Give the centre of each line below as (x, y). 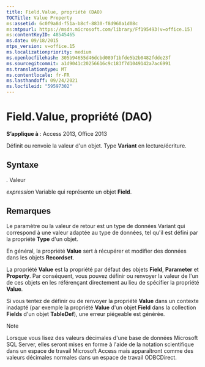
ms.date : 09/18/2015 (33, 41)
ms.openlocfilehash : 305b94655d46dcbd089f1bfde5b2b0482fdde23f (89, 58)
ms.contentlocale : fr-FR (38, 75)
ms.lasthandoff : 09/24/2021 (42, 81)
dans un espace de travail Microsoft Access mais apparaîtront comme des (100, 350)
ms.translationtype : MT (37, 69)
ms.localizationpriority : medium (49, 52)
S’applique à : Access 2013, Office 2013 (57, 133)
